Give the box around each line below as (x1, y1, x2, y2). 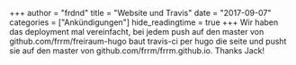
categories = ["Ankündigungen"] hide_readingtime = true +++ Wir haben (9, 17, 279, 28)
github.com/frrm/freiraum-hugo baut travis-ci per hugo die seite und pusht (9, 36, 287, 46)
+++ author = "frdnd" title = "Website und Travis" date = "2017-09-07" (9, 8, 272, 18)
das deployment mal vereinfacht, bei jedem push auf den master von (9, 27, 265, 37)
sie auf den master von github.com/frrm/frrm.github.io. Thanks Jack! (9, 45, 265, 56)
